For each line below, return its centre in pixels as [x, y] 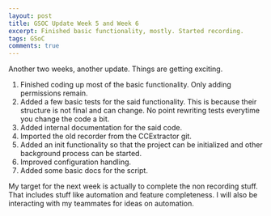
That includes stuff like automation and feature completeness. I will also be [133, 195]
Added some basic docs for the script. [84, 171]
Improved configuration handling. [76, 162]
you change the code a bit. [65, 119]
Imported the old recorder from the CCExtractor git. [106, 136]
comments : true [34, 46]
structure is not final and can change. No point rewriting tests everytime [140, 111]
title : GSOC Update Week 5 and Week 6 [74, 23]
